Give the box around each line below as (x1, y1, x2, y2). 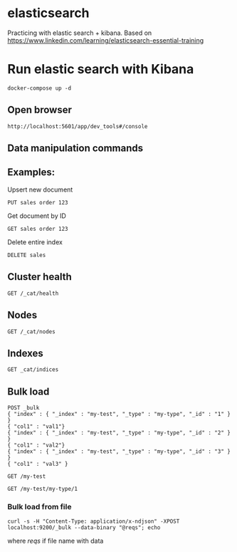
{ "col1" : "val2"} (7, 442, 65, 449)
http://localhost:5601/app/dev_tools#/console (7, 123, 148, 130)
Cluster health (7, 271, 73, 283)
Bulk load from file (7, 502, 72, 512)
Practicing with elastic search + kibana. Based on (7, 28, 152, 37)
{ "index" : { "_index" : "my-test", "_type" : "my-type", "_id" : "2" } (7, 429, 231, 437)
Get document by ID (7, 212, 66, 220)
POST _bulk (7, 405, 40, 412)
